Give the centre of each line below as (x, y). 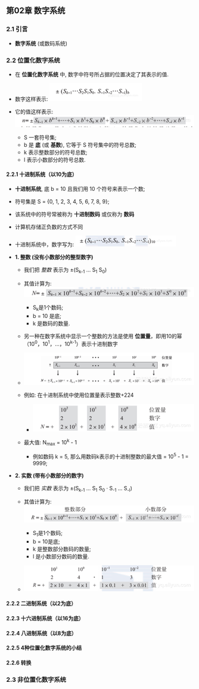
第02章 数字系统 (36, 11)
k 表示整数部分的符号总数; (55, 152)
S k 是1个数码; (48, 308)
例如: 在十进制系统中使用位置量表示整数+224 (79, 395)
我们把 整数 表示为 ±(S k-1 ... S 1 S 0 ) (65, 270)
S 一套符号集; (40, 137)
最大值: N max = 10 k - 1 (50, 443)
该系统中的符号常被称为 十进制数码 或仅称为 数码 (74, 214)
